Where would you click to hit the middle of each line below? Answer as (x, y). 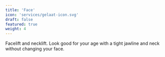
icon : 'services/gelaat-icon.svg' (42, 15)
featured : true (21, 24)
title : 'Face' (20, 10)
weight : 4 (16, 29)
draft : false (19, 19)
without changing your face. (35, 49)
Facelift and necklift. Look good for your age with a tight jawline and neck (82, 43)
